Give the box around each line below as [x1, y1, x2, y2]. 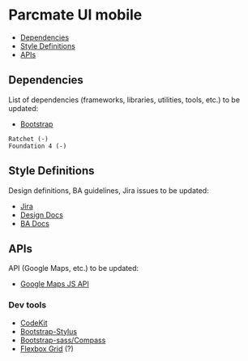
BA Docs [19, 218, 50, 228]
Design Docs [19, 209, 63, 220]
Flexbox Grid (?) [19, 343, 75, 354]
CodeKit [19, 318, 48, 328]
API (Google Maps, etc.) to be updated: [8, 264, 139, 273]
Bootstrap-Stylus [19, 326, 78, 336]
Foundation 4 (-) [8, 142, 67, 150]
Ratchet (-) [8, 135, 49, 143]
